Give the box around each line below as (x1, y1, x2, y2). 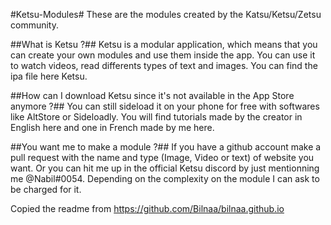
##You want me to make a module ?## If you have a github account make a (10, 141, 322, 153)
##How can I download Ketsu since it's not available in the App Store (10, 90, 295, 101)
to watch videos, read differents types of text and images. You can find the (10, 60, 318, 71)
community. (10, 19, 59, 31)
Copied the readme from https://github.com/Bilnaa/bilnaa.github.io (10, 203, 285, 214)
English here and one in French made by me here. (10, 122, 215, 133)
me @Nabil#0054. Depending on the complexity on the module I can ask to (10, 173, 320, 184)
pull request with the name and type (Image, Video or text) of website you (10, 152, 315, 163)
